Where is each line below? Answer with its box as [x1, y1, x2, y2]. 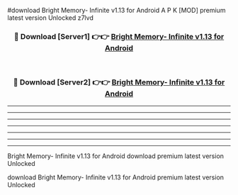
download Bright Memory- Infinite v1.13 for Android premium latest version [7, 173, 225, 182]
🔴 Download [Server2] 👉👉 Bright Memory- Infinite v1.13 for [13, 77, 225, 87]
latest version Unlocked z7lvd [7, 13, 93, 22]
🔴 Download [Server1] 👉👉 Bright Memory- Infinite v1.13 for [13, 31, 225, 41]
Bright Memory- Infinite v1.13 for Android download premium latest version [7, 152, 225, 160]
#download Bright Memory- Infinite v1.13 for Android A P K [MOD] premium [7, 6, 226, 14]
